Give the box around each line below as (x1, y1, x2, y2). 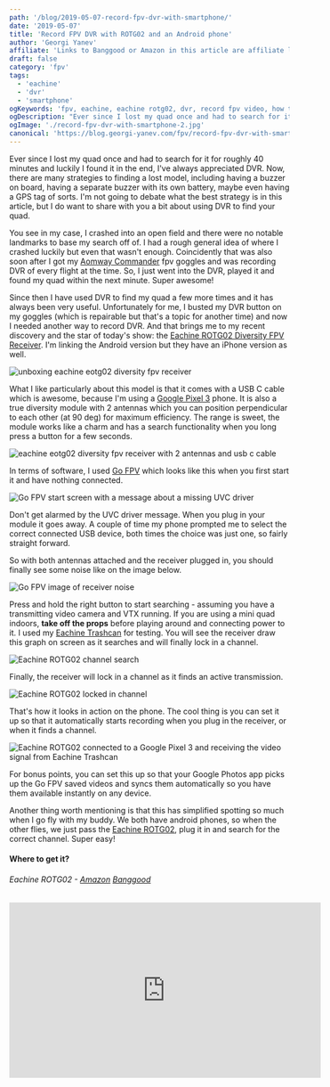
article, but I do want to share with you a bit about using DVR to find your (9, 200, 276, 211)
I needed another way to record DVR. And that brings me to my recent (9, 320, 265, 331)
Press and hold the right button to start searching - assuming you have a (9, 599, 275, 609)
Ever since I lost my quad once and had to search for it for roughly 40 (9, 153, 264, 164)
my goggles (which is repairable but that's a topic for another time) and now (9, 311, 288, 322)
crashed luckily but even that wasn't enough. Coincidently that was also (9, 246, 273, 257)
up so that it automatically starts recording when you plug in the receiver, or (9, 715, 287, 726)
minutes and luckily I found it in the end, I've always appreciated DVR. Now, (9, 162, 286, 174)
